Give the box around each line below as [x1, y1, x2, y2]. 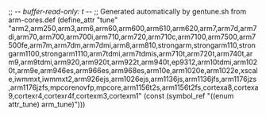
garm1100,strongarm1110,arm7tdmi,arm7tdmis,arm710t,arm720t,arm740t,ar [8, 49, 253, 58]
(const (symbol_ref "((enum [143, 91, 234, 100]
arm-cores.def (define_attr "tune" [8, 15, 118, 25]
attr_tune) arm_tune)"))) [8, 99, 86, 109]
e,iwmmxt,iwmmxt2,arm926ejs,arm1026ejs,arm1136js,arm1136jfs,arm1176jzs [8, 75, 257, 83]
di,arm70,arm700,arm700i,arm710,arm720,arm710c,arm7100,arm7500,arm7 [8, 32, 256, 41]
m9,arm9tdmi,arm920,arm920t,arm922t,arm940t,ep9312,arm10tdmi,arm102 [8, 57, 258, 67]
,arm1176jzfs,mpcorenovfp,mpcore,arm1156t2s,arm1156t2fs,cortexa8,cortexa [8, 83, 259, 92]
